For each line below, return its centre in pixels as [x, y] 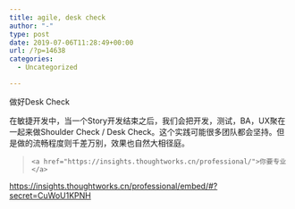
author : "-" [31, 26]
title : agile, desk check [57, 17]
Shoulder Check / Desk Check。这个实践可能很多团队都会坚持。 [158, 131]
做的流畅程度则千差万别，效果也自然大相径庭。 [103, 143]
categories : [31, 59]
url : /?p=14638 [38, 51]
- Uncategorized [47, 68]
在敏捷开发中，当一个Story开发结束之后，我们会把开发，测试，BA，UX [139, 121]
